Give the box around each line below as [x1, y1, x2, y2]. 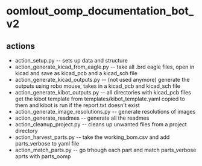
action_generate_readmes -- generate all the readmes [14, 114, 150, 121]
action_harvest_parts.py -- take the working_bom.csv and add [14, 134, 170, 141]
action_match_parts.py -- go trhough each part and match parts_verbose [14, 146, 197, 153]
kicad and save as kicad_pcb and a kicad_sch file [14, 70, 137, 76]
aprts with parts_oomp [14, 153, 71, 160]
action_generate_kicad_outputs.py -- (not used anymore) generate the [14, 76, 190, 83]
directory [14, 128, 38, 134]
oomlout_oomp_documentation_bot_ [6, 4, 194, 18]
